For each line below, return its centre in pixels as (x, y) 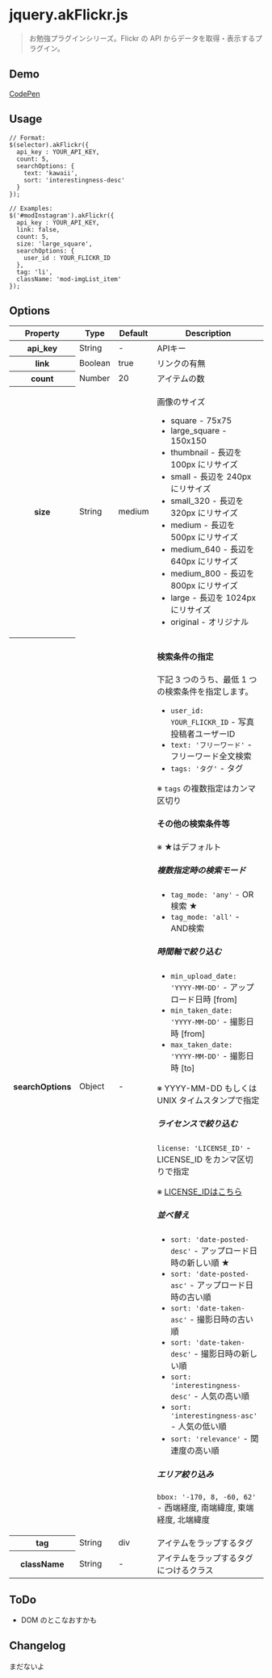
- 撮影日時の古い (221, 1319)
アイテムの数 (181, 379)
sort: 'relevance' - (209, 1439)
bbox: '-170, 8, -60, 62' (207, 1497)
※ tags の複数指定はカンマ (207, 789)
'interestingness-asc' (213, 1416)
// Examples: (31, 208)
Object (92, 1086)
